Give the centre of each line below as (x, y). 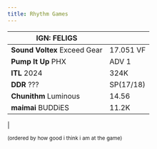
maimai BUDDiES (40, 107)
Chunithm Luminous (46, 96)
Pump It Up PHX (39, 61)
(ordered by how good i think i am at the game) (65, 138)
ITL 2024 (27, 73)
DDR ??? (25, 84)
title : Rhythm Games (38, 14)
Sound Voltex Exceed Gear (57, 50)
